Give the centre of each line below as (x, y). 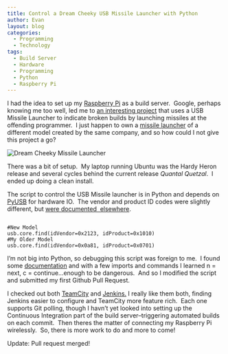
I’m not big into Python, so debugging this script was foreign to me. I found (114, 258)
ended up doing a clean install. (50, 181)
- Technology (32, 45)
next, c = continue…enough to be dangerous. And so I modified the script (112, 273)
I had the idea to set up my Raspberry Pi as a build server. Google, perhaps (114, 103)
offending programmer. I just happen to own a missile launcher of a (103, 125)
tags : (15, 52)
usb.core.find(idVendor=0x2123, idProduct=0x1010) (81, 234)
